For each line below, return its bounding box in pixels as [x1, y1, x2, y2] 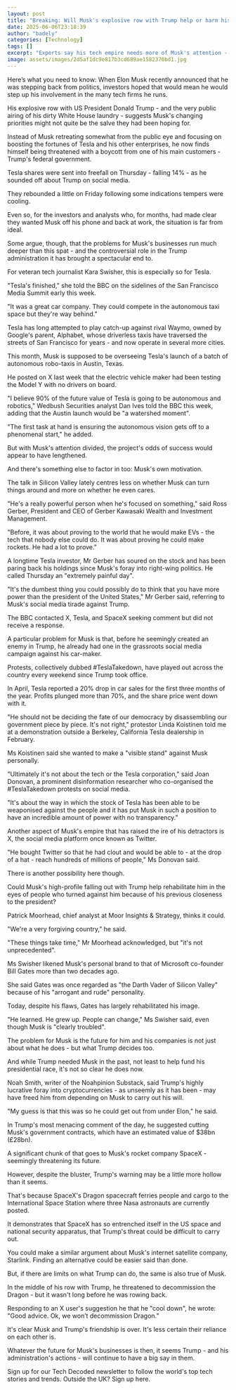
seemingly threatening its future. [7, 1156, 102, 1165]
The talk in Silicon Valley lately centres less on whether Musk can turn [7, 478, 209, 487]
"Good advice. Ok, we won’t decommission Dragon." [7, 1311, 159, 1320]
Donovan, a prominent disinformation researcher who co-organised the [7, 777, 214, 785]
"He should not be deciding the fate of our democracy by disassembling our [7, 712, 228, 721]
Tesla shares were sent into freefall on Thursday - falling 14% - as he [7, 168, 207, 176]
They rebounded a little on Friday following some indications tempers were [7, 189, 223, 197]
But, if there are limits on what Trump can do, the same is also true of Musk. [7, 1269, 227, 1278]
